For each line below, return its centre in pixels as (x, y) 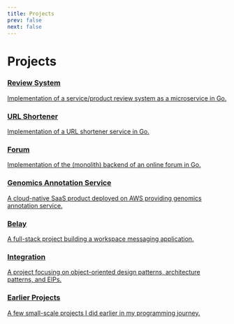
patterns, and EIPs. (35, 279)
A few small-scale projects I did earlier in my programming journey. (104, 313)
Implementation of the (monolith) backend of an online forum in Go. (104, 165)
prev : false (24, 20)
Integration (27, 257)
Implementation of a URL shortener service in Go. (79, 132)
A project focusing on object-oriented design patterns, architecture (104, 272)
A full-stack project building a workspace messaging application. (101, 239)
